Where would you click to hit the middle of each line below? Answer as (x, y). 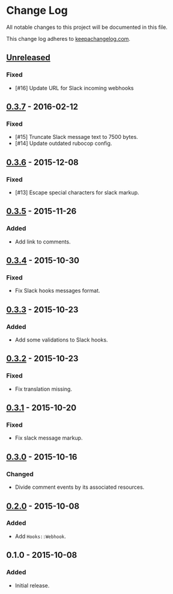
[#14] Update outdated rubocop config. (63, 143)
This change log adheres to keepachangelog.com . (68, 38)
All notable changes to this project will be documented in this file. (87, 27)
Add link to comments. (43, 242)
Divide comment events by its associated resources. (80, 487)
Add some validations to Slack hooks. (61, 340)
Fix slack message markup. (49, 438)
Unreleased (29, 58)
